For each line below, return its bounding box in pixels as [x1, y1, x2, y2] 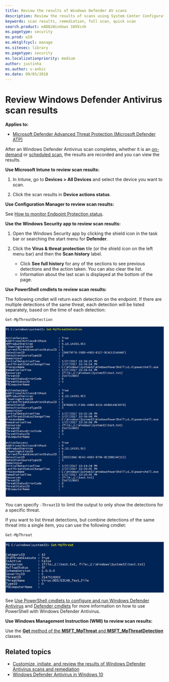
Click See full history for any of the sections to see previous [20, 261, 145, 267]
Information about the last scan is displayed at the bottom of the [20, 272, 153, 278]
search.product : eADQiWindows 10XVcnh [5, 24, 87, 29]
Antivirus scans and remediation [12, 666, 79, 672]
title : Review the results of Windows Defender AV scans [5, 8, 127, 13]
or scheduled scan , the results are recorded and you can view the [23, 151, 160, 158]
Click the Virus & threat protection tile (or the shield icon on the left [12, 245, 153, 251]
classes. [5, 633, 23, 639]
